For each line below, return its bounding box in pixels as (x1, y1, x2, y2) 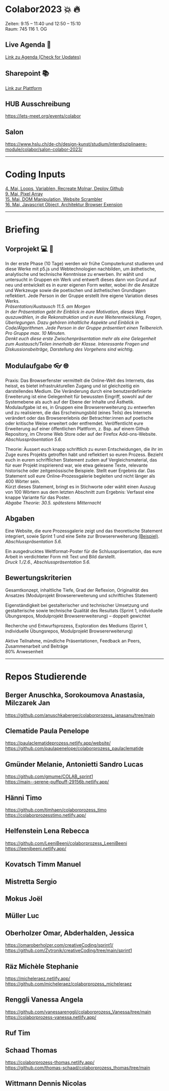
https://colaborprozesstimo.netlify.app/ (5, 812, 87, 818)
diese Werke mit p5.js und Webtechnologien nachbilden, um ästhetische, (5, 266, 156, 272)
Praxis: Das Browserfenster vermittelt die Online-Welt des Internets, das (5, 377, 154, 383)
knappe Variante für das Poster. (5, 494, 71, 500)
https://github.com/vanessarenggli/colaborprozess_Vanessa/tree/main (5, 1009, 151, 1015)
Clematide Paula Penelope (5, 726, 90, 735)
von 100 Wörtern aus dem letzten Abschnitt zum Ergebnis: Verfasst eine (5, 489, 154, 495)
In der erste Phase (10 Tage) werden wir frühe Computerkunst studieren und (5, 261, 163, 267)
